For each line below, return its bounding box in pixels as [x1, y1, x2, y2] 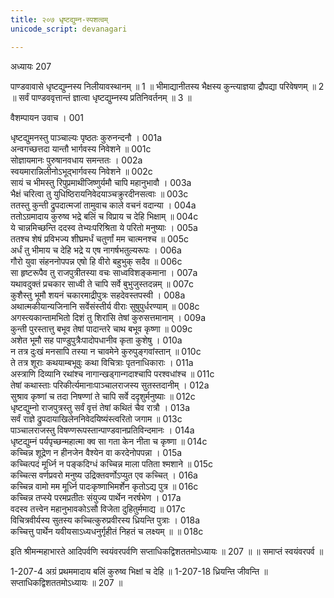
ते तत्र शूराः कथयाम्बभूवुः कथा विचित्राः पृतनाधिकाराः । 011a [10, 356, 194, 368]
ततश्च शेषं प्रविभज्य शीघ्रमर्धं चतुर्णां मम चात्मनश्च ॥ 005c [10, 232, 189, 245]
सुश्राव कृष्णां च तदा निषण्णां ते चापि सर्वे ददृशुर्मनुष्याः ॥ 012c [10, 390, 196, 402]
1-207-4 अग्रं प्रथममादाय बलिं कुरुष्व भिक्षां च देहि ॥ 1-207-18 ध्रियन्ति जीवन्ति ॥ [10, 565, 268, 577]
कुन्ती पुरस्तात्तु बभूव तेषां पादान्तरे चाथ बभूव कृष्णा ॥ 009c [10, 322, 193, 335]
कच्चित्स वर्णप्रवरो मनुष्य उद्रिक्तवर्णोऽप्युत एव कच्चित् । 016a [10, 469, 198, 481]
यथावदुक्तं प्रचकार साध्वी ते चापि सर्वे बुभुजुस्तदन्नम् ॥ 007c [10, 277, 195, 290]
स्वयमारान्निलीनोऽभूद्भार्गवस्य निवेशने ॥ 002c [10, 165, 153, 177]
